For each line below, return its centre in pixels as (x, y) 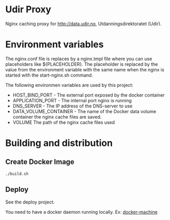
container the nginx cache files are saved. (57, 117)
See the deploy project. (30, 202)
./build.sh (17, 174)
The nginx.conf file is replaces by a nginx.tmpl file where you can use (79, 59)
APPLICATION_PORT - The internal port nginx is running (72, 100)
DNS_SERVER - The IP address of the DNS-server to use (72, 106)
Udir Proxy (28, 10)
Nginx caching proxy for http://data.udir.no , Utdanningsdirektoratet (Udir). (83, 24)
